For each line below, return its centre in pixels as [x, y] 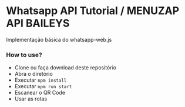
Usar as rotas [31, 99]
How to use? [24, 55]
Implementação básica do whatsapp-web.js [59, 39]
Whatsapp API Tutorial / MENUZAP [93, 11]
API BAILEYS [38, 23]
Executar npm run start [43, 86]
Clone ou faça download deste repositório [65, 68]
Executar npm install [41, 80]
